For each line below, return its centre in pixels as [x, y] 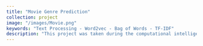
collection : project [32, 17]
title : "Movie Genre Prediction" [48, 12]
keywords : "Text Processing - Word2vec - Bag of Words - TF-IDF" [90, 28]
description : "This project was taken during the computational [89, 34]
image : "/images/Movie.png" [42, 23]
